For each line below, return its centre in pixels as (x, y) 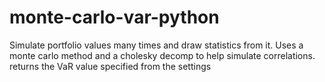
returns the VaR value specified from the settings (110, 66)
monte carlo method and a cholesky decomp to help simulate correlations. (162, 55)
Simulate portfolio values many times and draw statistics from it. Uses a (156, 45)
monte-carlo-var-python (114, 17)
